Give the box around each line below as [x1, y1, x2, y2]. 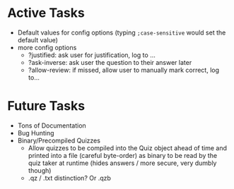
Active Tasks [7, 5, 85, 21]
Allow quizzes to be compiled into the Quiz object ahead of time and [28, 143, 228, 152]
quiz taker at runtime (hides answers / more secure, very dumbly [28, 159, 217, 167]
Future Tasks [7, 98, 86, 114]
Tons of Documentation [17, 121, 86, 130]
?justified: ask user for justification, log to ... [28, 51, 156, 59]
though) [28, 166, 52, 174]
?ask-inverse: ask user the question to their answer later [28, 58, 192, 66]
